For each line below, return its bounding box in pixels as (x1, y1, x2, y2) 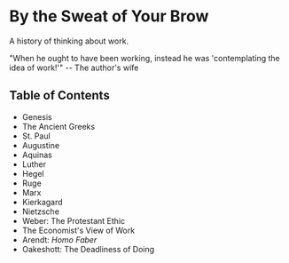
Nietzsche (21, 206, 60, 217)
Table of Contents (9, 88, 111, 103)
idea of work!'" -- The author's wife (9, 62, 139, 73)
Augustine (21, 139, 60, 150)
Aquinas (21, 149, 53, 160)
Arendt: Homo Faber (21, 234, 98, 245)
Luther (21, 158, 47, 170)
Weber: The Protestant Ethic (21, 215, 126, 226)
